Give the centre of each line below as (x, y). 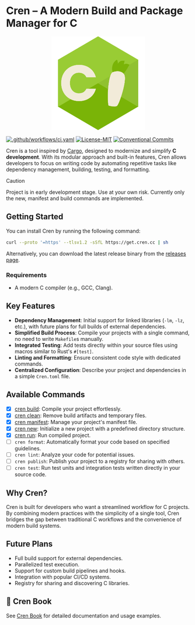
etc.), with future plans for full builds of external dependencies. (90, 326)
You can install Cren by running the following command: (73, 231)
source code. (30, 474)
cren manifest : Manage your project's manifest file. (76, 422)
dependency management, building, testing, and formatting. (78, 169)
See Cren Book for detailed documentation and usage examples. (84, 616)
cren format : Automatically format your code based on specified (92, 442)
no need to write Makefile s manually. (59, 339)
